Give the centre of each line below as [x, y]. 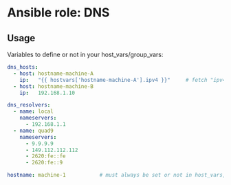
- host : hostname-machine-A [54, 74]
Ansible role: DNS [58, 13]
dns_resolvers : [29, 105]
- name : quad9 [33, 131]
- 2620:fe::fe [46, 156]
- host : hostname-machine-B [54, 86]
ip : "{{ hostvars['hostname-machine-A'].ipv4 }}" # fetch [113, 80]
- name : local [33, 111]
